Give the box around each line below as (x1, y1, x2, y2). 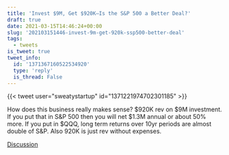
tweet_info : (7, 55, 41, 61)
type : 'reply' (13, 67, 53, 74)
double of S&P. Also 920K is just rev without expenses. (7, 127, 162, 135)
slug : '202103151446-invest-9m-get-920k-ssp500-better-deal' (7, 29, 185, 36)
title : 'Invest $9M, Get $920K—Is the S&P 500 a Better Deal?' (7, 10, 191, 17)
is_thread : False (13, 73, 63, 81)
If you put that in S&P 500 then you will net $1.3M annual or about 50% (7, 113, 206, 121)
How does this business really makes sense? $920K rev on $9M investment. (7, 105, 222, 113)
